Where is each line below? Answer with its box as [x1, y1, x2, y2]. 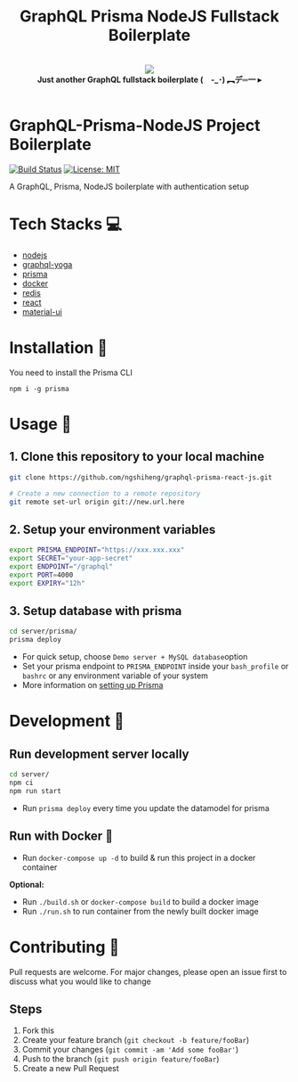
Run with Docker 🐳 [9, 829, 114, 844]
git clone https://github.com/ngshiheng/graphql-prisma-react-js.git [9, 472, 273, 482]
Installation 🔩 [9, 338, 109, 357]
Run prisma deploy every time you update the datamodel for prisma [21, 802, 270, 813]
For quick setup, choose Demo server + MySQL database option [21, 652, 248, 662]
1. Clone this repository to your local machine [9, 449, 265, 464]
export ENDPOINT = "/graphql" [9, 561, 114, 571]
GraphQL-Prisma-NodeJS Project [9, 116, 261, 135]
